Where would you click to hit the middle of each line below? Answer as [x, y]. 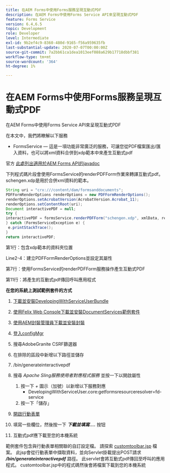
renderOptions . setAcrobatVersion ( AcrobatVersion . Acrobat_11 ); [72, 199]
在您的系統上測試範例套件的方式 [39, 290]
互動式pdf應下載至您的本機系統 [45, 435]
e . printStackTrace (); [31, 228]
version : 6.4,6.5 [24, 24]
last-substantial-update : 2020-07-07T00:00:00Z [57, 48]
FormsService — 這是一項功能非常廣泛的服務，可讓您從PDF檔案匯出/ [85, 147]
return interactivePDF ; [31, 237]
